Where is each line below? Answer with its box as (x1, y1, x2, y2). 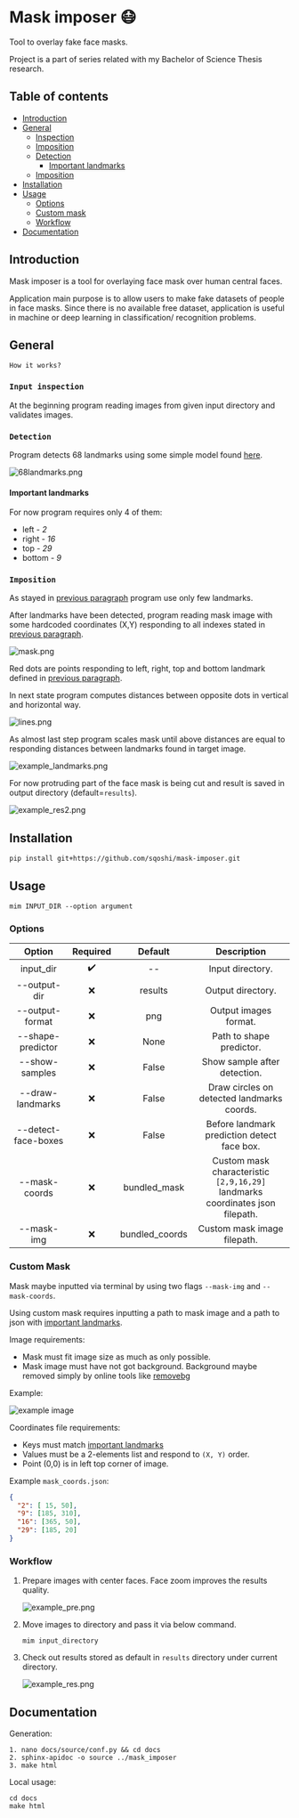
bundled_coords (119, 1228, 189, 1240)
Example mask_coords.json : (9, 1475, 109, 1486)
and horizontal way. (9, 700, 82, 710)
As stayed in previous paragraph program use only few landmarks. (9, 593, 254, 604)
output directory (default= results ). (9, 787, 138, 799)
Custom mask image (198, 1222, 284, 1235)
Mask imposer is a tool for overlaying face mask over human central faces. (9, 275, 283, 287)
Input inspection (9, 382, 85, 392)
